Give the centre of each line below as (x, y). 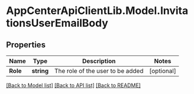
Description (99, 61)
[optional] (163, 71)
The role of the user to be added (99, 71)
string (40, 71)
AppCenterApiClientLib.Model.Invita (97, 11)
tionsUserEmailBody (57, 23)
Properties (26, 45)
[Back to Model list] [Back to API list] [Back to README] (73, 85)
